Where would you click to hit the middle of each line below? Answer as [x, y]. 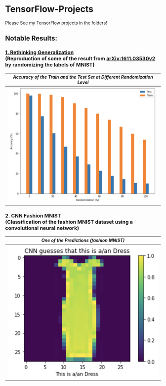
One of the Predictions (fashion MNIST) [83, 241]
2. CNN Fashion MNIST [33, 216]
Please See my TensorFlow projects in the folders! [56, 23]
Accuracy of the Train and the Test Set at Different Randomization [83, 77]
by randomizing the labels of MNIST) [50, 65]
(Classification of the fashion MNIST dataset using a [69, 222]
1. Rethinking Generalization [40, 52]
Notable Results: [31, 38]
